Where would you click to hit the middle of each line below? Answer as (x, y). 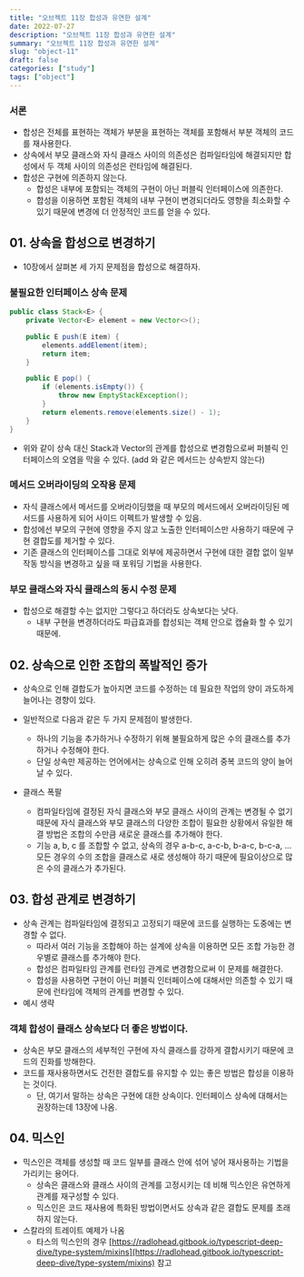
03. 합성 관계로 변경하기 (73, 900)
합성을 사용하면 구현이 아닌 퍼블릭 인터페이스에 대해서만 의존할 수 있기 (160, 980)
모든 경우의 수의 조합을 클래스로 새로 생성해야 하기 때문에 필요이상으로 (160, 857)
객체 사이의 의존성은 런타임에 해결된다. (124, 166)
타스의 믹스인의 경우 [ (74, 1242)
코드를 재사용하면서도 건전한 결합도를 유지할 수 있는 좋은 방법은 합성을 (146, 1073)
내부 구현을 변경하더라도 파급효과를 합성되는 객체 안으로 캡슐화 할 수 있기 (164, 622)
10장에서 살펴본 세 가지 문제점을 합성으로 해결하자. (112, 266)
